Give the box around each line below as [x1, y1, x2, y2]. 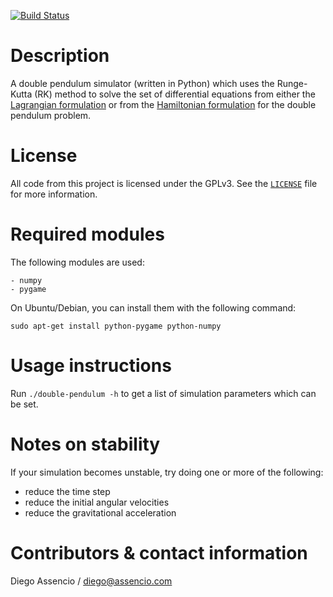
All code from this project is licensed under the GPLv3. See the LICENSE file [10, 177, 318, 189]
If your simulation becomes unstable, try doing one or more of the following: [10, 466, 324, 478]
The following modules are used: [10, 256, 145, 268]
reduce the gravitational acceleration [24, 506, 177, 519]
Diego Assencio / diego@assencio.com [10, 575, 173, 587]
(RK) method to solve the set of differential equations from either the [34, 88, 316, 100]
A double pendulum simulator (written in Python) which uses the [10, 77, 275, 89]
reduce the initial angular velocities [24, 496, 170, 508]
